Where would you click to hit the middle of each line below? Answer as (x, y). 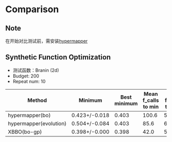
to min (151, 106)
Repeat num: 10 (29, 81)
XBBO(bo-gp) (25, 132)
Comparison (32, 9)
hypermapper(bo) (29, 115)
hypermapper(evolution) (37, 123)
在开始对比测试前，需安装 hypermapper (47, 41)
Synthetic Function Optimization (58, 57)
